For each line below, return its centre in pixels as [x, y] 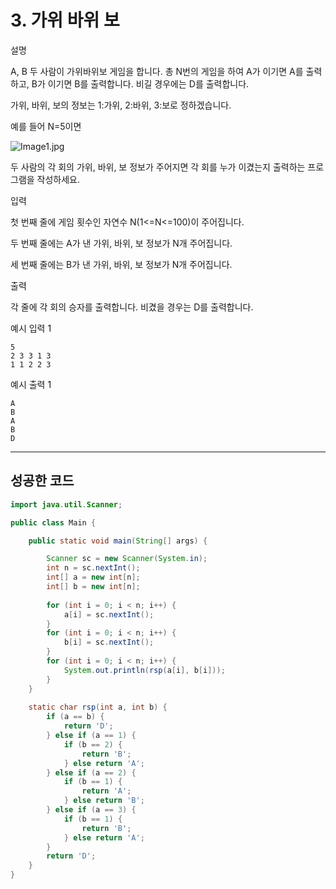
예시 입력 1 [31, 328]
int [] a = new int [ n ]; [93, 577]
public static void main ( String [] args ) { [118, 541]
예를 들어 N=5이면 [46, 126]
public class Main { [53, 522]
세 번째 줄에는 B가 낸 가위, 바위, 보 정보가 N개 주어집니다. [121, 264]
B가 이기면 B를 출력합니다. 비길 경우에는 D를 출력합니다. [140, 83]
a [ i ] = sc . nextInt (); [109, 614]
